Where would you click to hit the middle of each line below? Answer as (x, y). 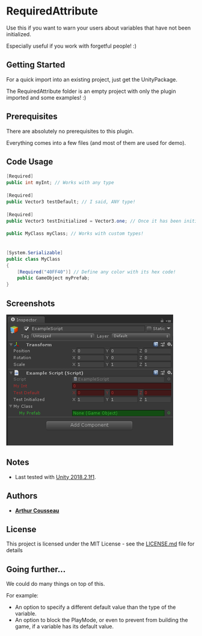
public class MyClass (33, 259)
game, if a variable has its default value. (64, 626)
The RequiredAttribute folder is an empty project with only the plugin (91, 91)
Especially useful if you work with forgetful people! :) (72, 46)
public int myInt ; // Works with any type (60, 183)
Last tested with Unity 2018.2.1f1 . (55, 477)
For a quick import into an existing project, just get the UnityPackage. (92, 79)
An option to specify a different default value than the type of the (95, 607)
